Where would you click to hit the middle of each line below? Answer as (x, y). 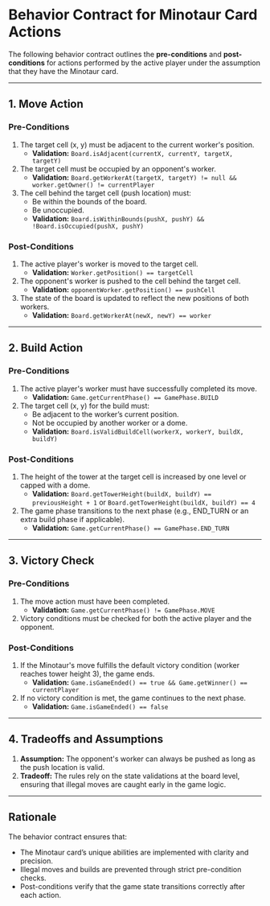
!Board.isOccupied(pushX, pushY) (88, 226)
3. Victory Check (51, 561)
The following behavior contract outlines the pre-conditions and (115, 54)
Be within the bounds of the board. (89, 201)
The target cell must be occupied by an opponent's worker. (118, 169)
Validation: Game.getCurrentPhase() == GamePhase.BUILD (125, 397)
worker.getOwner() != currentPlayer (93, 185)
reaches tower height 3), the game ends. (87, 673)
